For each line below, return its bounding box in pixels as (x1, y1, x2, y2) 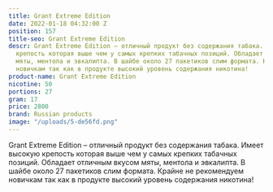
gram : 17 (8, 95, 38, 103)
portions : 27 (8, 87, 53, 96)
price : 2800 (8, 103, 49, 111)
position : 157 (8, 27, 57, 35)
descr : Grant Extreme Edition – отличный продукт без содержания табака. (8, 42, 264, 50)
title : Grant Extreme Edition (8, 11, 111, 20)
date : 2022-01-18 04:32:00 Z (8, 20, 107, 28)
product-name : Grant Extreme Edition (8, 72, 136, 81)
